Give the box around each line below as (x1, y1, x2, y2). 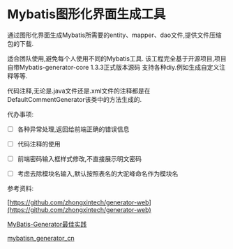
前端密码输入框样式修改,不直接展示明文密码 (17, 155, 142, 163)
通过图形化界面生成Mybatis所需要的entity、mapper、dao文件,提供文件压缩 (7, 31, 222, 39)
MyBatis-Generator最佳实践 (7, 220, 87, 229)
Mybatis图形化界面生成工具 (7, 6, 166, 22)
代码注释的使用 (17, 140, 61, 148)
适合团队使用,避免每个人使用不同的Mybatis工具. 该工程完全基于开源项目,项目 (7, 54, 227, 63)
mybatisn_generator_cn (7, 234, 75, 243)
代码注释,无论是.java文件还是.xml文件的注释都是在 (7, 86, 151, 95)
